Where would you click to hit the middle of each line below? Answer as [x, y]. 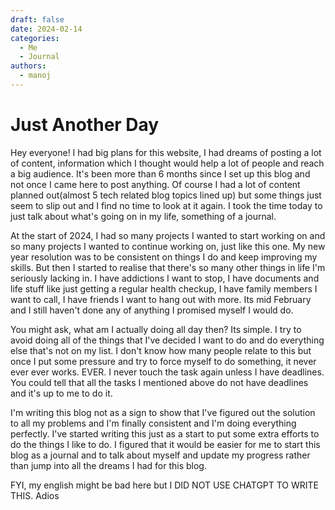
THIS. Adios [35, 495]
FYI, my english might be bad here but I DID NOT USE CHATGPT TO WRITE [165, 485]
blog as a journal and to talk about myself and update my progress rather [160, 455]
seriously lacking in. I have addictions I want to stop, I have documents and [165, 278]
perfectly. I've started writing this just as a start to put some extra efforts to [165, 433]
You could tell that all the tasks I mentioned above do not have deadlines [159, 382]
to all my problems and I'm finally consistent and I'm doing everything [153, 423]
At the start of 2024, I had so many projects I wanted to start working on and [168, 235]
